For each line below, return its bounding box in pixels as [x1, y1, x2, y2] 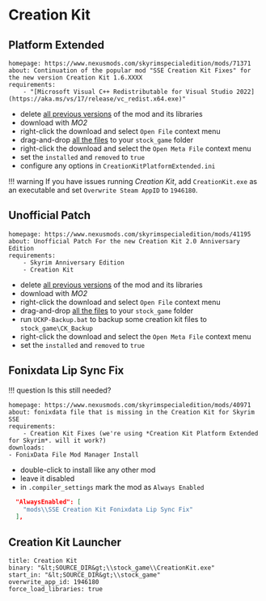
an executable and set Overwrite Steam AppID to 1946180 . [8, 185, 198, 195]
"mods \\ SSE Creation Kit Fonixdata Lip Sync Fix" [23, 505, 194, 513]
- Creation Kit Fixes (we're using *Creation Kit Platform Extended [23, 429, 259, 437]
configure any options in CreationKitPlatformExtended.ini [19, 161, 216, 170]
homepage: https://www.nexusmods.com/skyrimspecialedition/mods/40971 [8, 401, 251, 409]
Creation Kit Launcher [8, 535, 122, 549]
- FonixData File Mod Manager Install [8, 450, 139, 459]
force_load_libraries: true [8, 586, 103, 594]
